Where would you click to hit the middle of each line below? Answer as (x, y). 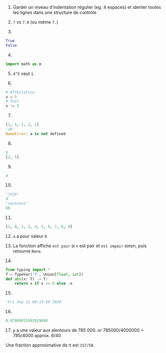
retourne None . (27, 251)
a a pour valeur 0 (30, 236)
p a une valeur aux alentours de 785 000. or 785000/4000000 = (78, 330)
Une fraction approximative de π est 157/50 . (50, 345)
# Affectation (20, 92)
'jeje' (12, 194)
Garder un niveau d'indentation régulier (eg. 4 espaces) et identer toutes (87, 7)
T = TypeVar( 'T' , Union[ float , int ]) (45, 274)
